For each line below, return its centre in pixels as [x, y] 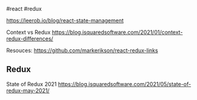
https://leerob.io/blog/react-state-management [65, 20]
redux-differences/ [30, 38]
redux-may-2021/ [28, 90]
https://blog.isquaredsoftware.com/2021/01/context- [117, 32]
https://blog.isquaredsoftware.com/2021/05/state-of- [125, 84]
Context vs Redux [28, 32]
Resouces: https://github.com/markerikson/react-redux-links [82, 50]
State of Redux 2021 [32, 84]
